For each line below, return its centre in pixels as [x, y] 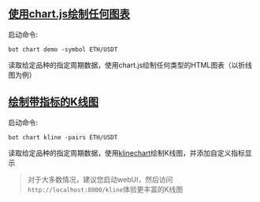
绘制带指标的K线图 [54, 102]
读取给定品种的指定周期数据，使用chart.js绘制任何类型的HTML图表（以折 [127, 64]
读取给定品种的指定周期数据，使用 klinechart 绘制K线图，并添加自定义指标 [127, 152]
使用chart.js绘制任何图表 [69, 14]
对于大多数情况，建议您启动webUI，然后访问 [100, 179]
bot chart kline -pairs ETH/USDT [63, 137]
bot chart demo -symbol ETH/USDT [63, 50]
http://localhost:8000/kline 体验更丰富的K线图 [105, 189]
